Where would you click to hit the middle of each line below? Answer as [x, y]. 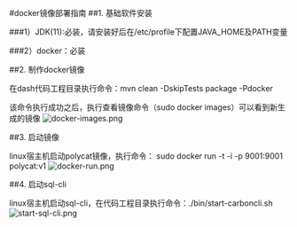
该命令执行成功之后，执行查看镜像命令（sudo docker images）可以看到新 [143, 107]
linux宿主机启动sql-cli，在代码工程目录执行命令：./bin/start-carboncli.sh [141, 203]
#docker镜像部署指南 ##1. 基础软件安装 [81, 13]
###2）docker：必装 [47, 51]
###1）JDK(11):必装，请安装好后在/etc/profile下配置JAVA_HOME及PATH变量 [148, 32]
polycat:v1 [28, 166]
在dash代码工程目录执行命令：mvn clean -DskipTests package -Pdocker [141, 88]
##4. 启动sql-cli [38, 184]
